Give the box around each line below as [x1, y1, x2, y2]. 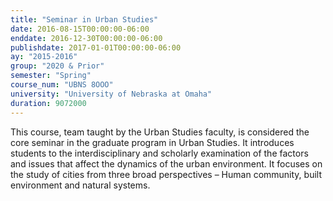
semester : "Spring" [10, 71, 92, 81]
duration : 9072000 [10, 98, 87, 108]
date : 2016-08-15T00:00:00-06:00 [10, 24, 150, 34]
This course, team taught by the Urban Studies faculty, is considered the [10, 126, 310, 138]
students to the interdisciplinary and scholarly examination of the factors [10, 147, 309, 159]
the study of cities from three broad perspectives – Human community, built [10, 168, 322, 180]
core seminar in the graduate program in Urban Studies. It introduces [10, 136, 295, 148]
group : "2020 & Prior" [10, 61, 105, 71]
